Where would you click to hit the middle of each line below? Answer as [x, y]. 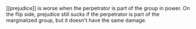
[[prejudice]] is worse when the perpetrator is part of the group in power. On [98, 8]
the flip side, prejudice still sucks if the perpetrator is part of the [83, 14]
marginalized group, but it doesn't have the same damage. [76, 20]
